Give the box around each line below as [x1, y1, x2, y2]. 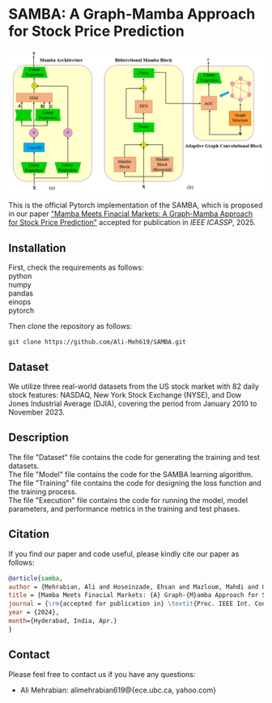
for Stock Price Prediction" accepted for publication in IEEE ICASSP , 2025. [8, 218, 257, 228]
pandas [8, 288, 34, 298]
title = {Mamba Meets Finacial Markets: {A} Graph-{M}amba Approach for [8, 591, 259, 599]
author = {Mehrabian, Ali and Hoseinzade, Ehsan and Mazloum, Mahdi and [8, 582, 259, 591]
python [8, 271, 32, 281]
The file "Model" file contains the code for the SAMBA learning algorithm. [8, 469, 253, 479]
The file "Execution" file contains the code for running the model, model [8, 495, 249, 505]
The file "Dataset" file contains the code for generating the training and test [8, 452, 261, 462]
